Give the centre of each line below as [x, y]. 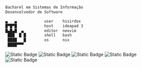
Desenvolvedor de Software [34, 12]
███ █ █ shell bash [40, 36]
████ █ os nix [39, 40]
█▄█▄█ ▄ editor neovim [41, 30]
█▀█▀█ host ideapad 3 [44, 26]
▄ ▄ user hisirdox [43, 21]
